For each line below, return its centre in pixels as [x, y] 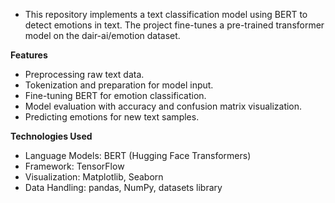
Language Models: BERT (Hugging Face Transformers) [138, 155]
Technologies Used [51, 136]
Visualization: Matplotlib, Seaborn [94, 177]
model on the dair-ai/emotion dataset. [102, 35]
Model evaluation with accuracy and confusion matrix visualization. [163, 106]
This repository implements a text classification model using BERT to [166, 14]
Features [29, 55]
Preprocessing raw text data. [84, 74]
